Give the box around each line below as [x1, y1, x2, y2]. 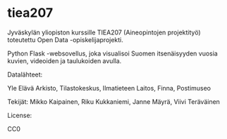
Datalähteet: [7, 70, 43, 79]
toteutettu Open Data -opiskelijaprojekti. [7, 35, 123, 44]
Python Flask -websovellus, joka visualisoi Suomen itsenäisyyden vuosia [7, 49, 219, 58]
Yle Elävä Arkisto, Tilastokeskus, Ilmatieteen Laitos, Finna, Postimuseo [7, 84, 211, 92]
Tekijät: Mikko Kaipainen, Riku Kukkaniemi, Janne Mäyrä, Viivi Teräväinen [7, 97, 221, 106]
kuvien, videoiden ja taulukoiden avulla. [7, 56, 122, 65]
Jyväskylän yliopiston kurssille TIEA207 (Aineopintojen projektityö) [7, 28, 201, 37]
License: [7, 111, 32, 119]
